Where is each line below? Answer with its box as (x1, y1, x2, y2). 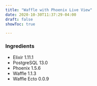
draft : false (5, 17, 33, 22)
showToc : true (5, 21, 36, 27)
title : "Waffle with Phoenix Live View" (5, 7, 93, 13)
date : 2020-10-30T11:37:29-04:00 (5, 12, 77, 17)
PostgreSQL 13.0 (12, 59, 48, 66)
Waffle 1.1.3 (12, 70, 37, 76)
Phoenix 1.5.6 (12, 65, 41, 71)
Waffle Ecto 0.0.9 (12, 75, 50, 81)
